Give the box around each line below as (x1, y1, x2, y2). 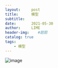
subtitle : (5, 16, 25, 21)
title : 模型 (5, 12, 39, 17)
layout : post (5, 7, 40, 12)
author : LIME (5, 26, 40, 31)
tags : (5, 39, 16, 44)
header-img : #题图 (5, 30, 48, 35)
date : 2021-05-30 (5, 21, 54, 26)
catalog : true (5, 35, 34, 40)
